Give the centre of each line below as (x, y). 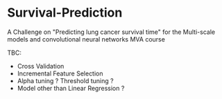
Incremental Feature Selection (60, 73)
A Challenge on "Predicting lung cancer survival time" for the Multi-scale (111, 32)
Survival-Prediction (65, 13)
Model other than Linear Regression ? (71, 88)
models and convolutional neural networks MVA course (86, 39)
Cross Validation (41, 66)
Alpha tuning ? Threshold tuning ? (65, 80)
